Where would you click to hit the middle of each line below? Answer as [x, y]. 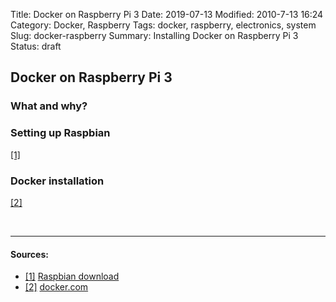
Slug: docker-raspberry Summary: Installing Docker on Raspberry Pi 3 [154, 35]
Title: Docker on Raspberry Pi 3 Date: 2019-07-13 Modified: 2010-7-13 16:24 [167, 14]
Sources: [29, 254]
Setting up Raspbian [60, 133]
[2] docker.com [56, 287]
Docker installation [57, 181]
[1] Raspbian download [72, 276]
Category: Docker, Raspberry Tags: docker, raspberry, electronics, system [163, 25]
